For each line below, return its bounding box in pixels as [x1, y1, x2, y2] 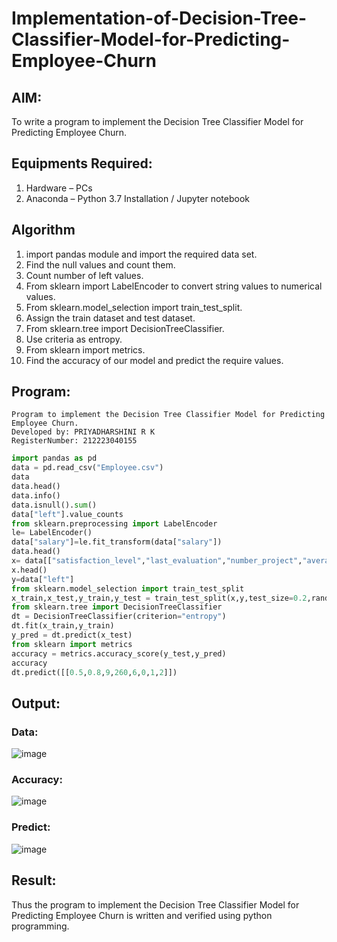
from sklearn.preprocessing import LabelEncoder [11, 518, 218, 529]
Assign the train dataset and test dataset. [25, 312, 196, 324]
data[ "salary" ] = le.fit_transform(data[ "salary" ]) [11, 537, 223, 547]
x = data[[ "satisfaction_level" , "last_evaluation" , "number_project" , [11, 556, 303, 566]
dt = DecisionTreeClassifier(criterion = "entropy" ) [11, 612, 227, 622]
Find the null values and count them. [25, 258, 176, 271]
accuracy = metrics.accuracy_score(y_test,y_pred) [11, 648, 227, 659]
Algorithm [11, 222, 76, 239]
